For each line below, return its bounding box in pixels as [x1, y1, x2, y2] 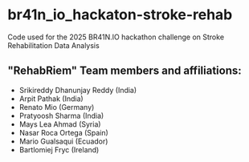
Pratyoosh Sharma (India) [18, 111, 104, 120]
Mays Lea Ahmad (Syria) [18, 119, 101, 129]
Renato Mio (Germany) [18, 102, 95, 111]
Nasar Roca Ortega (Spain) [18, 128, 109, 137]
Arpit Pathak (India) [18, 94, 84, 103]
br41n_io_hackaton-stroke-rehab [7, 6, 233, 24]
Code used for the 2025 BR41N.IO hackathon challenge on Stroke [7, 32, 225, 42]
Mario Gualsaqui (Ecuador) [18, 136, 108, 146]
